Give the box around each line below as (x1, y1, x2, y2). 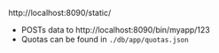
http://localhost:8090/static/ (8, 8, 112, 18)
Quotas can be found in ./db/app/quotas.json (20, 34, 189, 44)
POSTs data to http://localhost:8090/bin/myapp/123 (20, 25, 210, 34)
